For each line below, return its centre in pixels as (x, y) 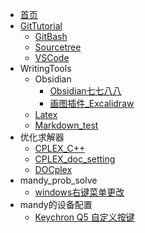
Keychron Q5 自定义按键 (84, 217)
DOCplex (53, 169)
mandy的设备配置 (56, 204)
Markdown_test (66, 125)
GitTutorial (41, 26)
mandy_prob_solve (58, 180)
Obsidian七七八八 (85, 91)
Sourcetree (58, 47)
